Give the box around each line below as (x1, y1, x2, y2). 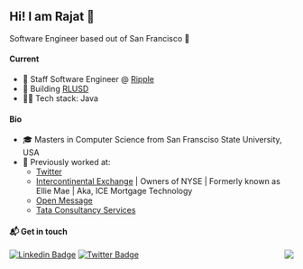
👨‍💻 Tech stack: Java (22, 93, 99, 104)
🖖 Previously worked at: (22, 157, 111, 168)
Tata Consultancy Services (35, 205, 136, 216)
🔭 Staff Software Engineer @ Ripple (22, 74, 155, 85)
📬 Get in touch (9, 226, 68, 237)
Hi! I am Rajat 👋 (9, 9, 95, 24)
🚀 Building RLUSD (22, 83, 89, 95)
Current (9, 53, 40, 64)
